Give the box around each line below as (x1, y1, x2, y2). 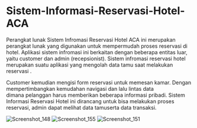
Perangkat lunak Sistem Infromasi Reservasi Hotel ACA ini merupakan (6, 36, 176, 43)
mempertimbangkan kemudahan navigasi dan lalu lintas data (6, 85, 154, 92)
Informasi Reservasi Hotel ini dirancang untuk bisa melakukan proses (6, 97, 175, 104)
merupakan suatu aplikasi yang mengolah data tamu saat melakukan (6, 61, 173, 68)
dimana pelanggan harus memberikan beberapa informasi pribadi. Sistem (6, 91, 185, 99)
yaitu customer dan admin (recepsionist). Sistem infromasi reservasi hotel (6, 55, 186, 62)
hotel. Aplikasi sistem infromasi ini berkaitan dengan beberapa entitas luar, (6, 48, 188, 55)
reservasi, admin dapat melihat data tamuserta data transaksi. (6, 104, 157, 111)
